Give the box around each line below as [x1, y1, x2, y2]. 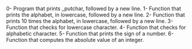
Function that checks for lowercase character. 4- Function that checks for [6, 24, 187, 31]
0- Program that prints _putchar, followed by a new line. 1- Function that [6, 5, 181, 12]
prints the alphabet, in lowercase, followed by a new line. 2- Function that [6, 11, 185, 18]
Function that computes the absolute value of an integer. [6, 37, 144, 43]
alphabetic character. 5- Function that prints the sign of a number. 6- [6, 30, 174, 37]
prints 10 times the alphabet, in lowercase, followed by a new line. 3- [6, 18, 174, 24]
